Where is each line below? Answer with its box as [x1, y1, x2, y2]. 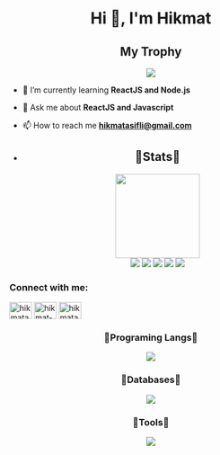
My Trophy [119, 44, 182, 59]
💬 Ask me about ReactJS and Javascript [22, 103, 174, 112]
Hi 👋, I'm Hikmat [90, 8, 212, 29]
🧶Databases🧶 [120, 373, 181, 386]
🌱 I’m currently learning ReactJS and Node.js [22, 85, 191, 95]
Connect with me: [9, 281, 89, 293]
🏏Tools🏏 [132, 415, 170, 428]
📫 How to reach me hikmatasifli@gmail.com [22, 120, 192, 130]
